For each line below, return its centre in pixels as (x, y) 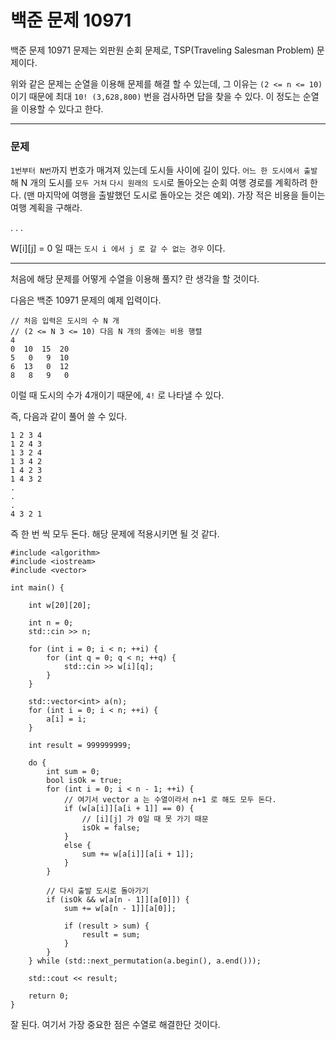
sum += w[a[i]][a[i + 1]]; (138, 854)
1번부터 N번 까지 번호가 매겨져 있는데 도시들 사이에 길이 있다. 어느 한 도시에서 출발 (164, 170)
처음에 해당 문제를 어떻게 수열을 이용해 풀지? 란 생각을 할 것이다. (135, 279)
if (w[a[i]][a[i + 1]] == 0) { (129, 809)
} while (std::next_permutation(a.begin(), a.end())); (145, 961)
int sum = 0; (73, 772)
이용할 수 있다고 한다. (62, 108)
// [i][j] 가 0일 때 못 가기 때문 (145, 819)
